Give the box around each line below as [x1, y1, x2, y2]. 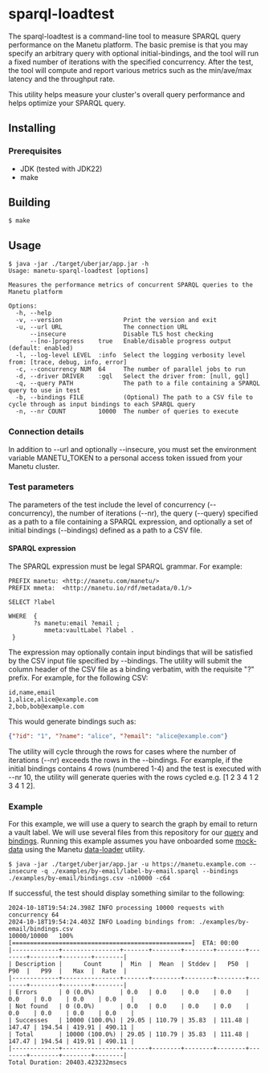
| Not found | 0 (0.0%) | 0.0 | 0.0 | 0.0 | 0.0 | [8, 1002, 250, 1010]
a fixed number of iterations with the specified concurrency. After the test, [8, 57, 254, 67]
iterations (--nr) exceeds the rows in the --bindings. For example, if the [8, 755, 243, 765]
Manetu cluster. [8, 461, 60, 471]
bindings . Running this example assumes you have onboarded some [8, 836, 234, 846]
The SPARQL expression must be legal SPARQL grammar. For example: [8, 561, 243, 571]
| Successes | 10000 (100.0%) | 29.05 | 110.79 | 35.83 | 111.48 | [8, 1017, 250, 1025]
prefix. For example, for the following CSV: [8, 673, 149, 683]
